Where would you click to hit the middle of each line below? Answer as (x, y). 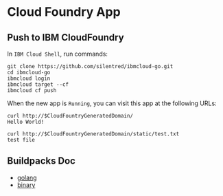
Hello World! (26, 122)
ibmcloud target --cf (38, 85)
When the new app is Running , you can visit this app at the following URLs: (112, 103)
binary (26, 185)
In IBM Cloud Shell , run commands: (58, 54)
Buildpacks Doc (41, 161)
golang (27, 177)
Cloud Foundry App (64, 12)
